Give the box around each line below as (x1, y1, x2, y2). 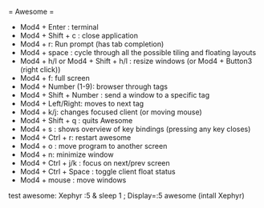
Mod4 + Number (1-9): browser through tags (19, 82, 169, 91)
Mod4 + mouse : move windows (19, 175, 127, 185)
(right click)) (19, 65, 61, 74)
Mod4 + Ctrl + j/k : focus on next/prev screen (19, 158, 170, 167)
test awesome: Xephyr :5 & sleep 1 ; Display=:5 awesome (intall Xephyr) (8, 191, 245, 200)
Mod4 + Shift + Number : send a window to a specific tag (19, 90, 210, 99)
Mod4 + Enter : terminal (19, 22, 99, 31)
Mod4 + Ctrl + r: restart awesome (19, 133, 132, 142)
